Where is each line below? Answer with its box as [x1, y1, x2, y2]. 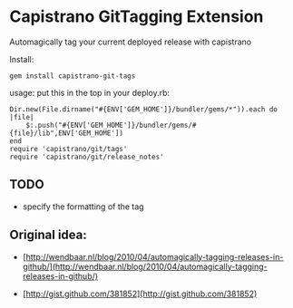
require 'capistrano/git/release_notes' [9, 152, 165, 161]
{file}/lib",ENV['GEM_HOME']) [9, 129, 124, 138]
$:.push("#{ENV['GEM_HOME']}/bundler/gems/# [25, 120, 197, 130]
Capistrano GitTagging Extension [9, 6, 264, 27]
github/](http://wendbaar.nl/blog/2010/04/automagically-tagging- [22, 261, 268, 272]
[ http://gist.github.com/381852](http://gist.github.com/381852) [22, 288, 258, 299]
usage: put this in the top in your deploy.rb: [9, 87, 171, 98]
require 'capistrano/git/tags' [9, 144, 128, 153]
